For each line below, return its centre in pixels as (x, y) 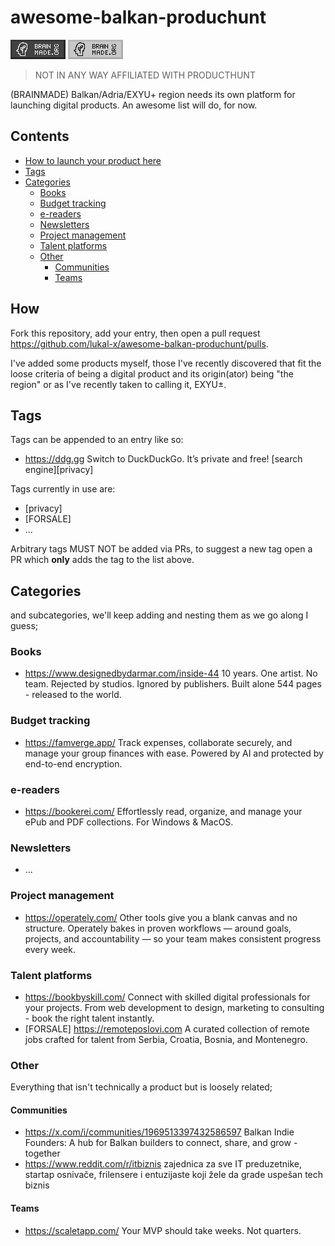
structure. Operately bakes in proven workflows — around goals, (158, 928)
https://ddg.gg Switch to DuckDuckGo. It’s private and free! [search (163, 459)
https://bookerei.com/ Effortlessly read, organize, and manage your (163, 812)
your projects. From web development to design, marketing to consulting (174, 1007)
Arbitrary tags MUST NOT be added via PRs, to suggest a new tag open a (161, 549)
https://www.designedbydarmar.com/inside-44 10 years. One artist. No (171, 673)
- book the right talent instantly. (89, 1018)
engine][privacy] (59, 470)
